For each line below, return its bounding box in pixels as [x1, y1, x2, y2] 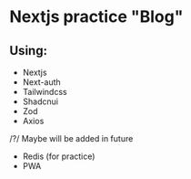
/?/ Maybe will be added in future [9, 133, 134, 143]
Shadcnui [22, 96, 59, 107]
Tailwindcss [22, 87, 67, 97]
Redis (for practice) [22, 151, 95, 162]
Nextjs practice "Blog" [9, 6, 184, 27]
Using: [9, 43, 48, 58]
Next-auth [22, 77, 61, 88]
